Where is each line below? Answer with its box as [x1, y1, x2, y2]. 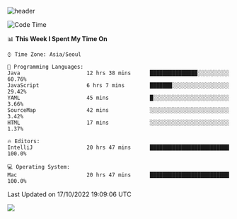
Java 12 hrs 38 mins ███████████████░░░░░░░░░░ [7, 69, 230, 77]
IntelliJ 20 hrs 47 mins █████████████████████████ [7, 144, 230, 151]
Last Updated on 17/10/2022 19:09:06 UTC [7, 190, 132, 198]
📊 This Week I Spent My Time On [7, 35, 108, 43]
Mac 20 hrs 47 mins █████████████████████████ [7, 172, 230, 179]
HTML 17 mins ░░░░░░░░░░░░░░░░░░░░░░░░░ [7, 119, 230, 126]
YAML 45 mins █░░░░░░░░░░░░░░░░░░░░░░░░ [7, 94, 230, 101]
